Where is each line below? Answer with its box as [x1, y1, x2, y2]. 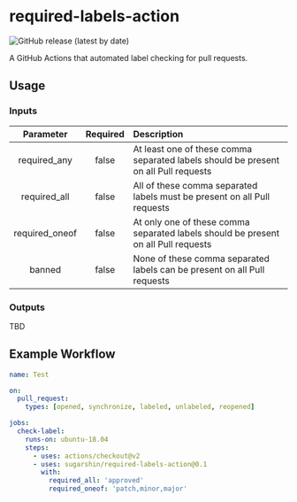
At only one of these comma [133, 215, 250, 228]
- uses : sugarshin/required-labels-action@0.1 [32, 460, 208, 468]
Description [133, 127, 184, 140]
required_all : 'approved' [48, 476, 144, 485]
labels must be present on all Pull [133, 190, 270, 203]
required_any [18, 153, 72, 166]
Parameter [22, 127, 68, 140]
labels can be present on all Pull [133, 263, 265, 275]
